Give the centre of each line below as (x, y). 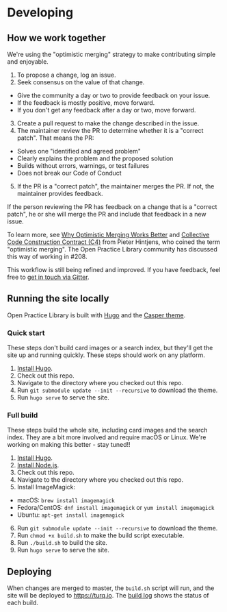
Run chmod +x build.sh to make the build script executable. (101, 535)
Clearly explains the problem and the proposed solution (95, 158)
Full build (23, 415)
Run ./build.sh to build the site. (62, 543)
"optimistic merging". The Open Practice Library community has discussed (112, 249)
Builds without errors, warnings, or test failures (83, 166)
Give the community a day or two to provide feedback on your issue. (113, 95)
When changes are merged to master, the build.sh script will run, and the (111, 588)
